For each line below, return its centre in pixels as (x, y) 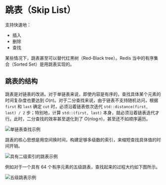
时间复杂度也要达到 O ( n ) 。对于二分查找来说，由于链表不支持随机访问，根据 (82, 100)
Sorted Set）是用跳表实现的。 (44, 64)
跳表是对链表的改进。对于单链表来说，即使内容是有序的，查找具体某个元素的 (83, 94)
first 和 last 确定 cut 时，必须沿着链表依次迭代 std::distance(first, (77, 106)
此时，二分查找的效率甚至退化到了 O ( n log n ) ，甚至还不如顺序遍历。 (82, 118)
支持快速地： (18, 25)
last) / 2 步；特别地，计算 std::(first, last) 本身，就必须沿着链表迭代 (80, 112)
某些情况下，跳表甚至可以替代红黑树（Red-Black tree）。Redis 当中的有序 (80, 58)
